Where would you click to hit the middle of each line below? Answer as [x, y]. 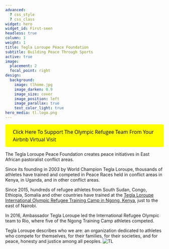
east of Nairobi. [21, 205]
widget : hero [19, 24]
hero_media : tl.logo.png [31, 113]
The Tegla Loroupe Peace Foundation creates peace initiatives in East [77, 154]
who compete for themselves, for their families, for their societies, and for [81, 236]
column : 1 [16, 38]
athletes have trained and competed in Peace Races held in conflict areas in [84, 175]
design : [13, 75]
